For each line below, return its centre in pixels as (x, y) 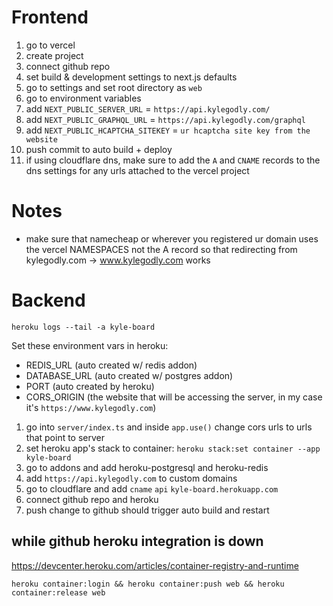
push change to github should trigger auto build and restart (147, 510)
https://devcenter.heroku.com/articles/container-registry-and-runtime (155, 565)
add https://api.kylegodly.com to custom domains (131, 478)
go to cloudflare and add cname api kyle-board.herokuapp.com (152, 488)
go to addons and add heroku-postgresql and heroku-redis (147, 467)
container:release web (58, 592)
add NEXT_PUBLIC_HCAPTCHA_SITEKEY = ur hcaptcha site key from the (168, 130)
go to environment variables (83, 98)
